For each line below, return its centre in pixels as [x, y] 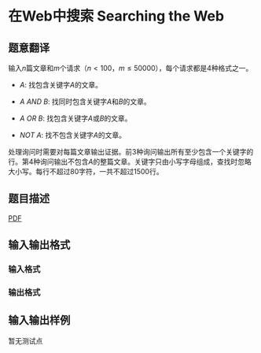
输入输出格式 [39, 245]
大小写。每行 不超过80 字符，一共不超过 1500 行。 [86, 171]
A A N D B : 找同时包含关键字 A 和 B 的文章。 [85, 102]
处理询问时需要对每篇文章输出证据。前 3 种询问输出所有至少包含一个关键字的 [131, 152]
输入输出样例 [39, 320]
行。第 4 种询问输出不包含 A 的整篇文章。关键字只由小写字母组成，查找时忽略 [130, 162]
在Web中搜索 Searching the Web [116, 16]
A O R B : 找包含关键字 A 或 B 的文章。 [75, 118]
